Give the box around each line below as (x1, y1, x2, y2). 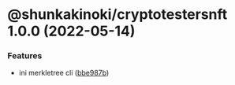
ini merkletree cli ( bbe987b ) (18, 68, 110, 78)
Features (7, 50, 43, 61)
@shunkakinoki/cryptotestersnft (7, 6, 228, 24)
